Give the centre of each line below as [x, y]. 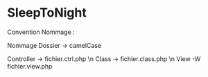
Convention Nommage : [41, 32]
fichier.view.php [30, 66]
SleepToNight [47, 13]
